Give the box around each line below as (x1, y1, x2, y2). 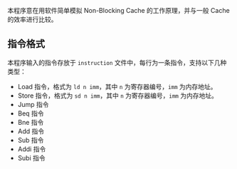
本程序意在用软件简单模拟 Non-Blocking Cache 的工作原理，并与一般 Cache (7, 6, 230, 14)
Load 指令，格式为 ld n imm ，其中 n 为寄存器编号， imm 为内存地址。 (17, 82, 217, 91)
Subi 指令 (17, 153, 46, 162)
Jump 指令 (17, 100, 49, 108)
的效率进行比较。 (7, 15, 58, 24)
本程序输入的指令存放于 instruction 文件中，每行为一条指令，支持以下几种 (7, 58, 227, 66)
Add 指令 (17, 127, 45, 135)
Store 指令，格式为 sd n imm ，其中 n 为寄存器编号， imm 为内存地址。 (17, 91, 218, 100)
